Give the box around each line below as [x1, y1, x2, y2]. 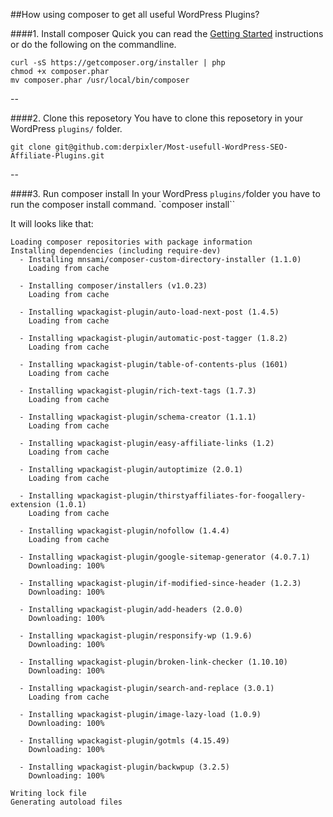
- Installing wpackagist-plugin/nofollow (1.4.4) [19, 526, 230, 536]
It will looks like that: [10, 218, 94, 229]
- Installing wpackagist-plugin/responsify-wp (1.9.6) [19, 631, 253, 641]
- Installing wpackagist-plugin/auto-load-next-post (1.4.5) [19, 307, 280, 317]
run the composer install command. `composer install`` [10, 199, 236, 210]
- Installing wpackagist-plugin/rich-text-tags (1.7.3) [19, 386, 257, 396]
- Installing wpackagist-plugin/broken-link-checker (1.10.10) [19, 657, 288, 667]
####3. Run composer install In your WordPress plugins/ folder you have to [10, 188, 321, 199]
